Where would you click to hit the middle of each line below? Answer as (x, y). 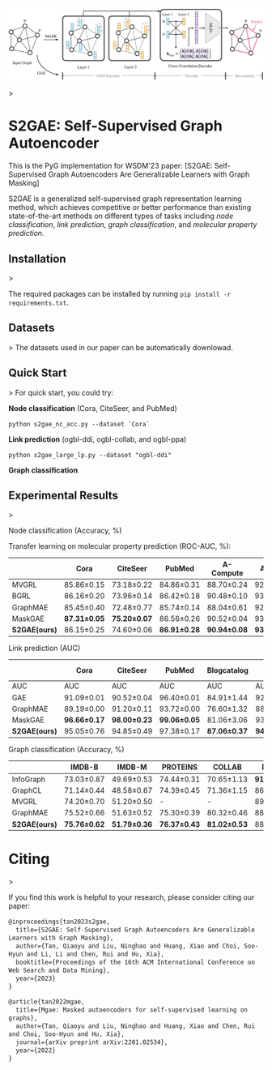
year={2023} (36, 979)
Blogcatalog (228, 670)
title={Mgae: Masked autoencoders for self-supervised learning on (132, 1010)
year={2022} (36, 1051)
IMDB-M (132, 767)
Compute (227, 573)
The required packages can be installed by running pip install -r (120, 293)
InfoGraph (29, 779)
